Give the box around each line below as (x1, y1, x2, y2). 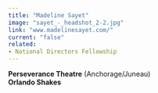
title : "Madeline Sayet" (8, 11, 89, 20)
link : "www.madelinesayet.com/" (8, 26, 113, 34)
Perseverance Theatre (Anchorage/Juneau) (8, 70, 151, 78)
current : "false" (8, 33, 65, 41)
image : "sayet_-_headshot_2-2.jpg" (8, 19, 124, 27)
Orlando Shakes (8, 77, 62, 87)
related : (8, 41, 37, 48)
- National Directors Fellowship (8, 48, 117, 55)
